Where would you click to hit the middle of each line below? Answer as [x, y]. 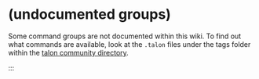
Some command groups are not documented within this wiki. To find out [125, 36]
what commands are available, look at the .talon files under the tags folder [129, 44]
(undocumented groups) [89, 14]
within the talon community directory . [69, 52]
